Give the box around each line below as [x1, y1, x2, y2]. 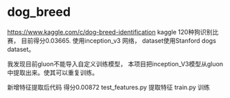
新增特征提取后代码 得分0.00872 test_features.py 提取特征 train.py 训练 [7, 83, 210, 91]
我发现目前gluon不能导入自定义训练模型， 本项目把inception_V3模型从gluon [7, 59, 224, 68]
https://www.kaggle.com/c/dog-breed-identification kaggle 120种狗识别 [7, 28, 213, 36]
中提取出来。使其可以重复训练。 [7, 68, 98, 77]
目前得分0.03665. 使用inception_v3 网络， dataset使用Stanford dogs [20, 36, 217, 45]
